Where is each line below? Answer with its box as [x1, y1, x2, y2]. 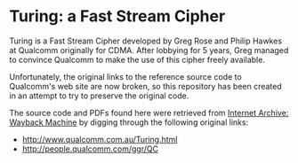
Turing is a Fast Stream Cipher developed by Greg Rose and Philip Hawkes [9, 35, 283, 46]
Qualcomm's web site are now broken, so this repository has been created [9, 81, 282, 91]
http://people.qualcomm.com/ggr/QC [21, 144, 158, 154]
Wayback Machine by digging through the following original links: [9, 117, 249, 128]
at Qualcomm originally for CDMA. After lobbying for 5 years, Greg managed [9, 44, 289, 55]
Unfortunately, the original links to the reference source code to [9, 71, 242, 81]
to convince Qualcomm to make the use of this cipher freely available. [9, 54, 265, 65]
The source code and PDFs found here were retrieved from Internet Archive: [9, 107, 289, 118]
